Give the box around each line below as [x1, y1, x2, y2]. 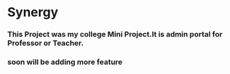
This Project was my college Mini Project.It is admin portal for [7, 30, 223, 39]
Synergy [7, 4, 59, 20]
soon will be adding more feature [7, 57, 122, 67]
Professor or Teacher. [7, 38, 84, 48]
